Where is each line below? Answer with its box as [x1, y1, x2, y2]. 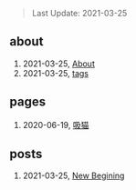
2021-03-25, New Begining [22, 170, 125, 181]
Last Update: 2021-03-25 [31, 8, 128, 18]
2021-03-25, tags [22, 67, 89, 78]
